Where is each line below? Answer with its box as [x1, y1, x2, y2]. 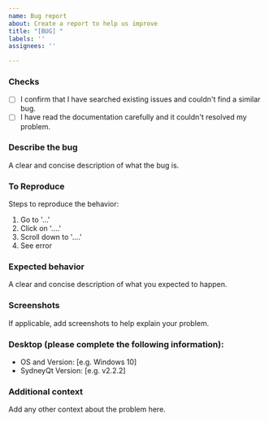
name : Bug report [8, 11, 67, 20]
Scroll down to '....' [20, 233, 83, 242]
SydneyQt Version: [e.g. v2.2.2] [20, 366, 126, 376]
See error [20, 241, 53, 250]
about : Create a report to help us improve [8, 20, 158, 28]
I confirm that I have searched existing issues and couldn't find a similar [20, 94, 261, 104]
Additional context [8, 385, 84, 397]
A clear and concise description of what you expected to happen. [8, 280, 228, 289]
